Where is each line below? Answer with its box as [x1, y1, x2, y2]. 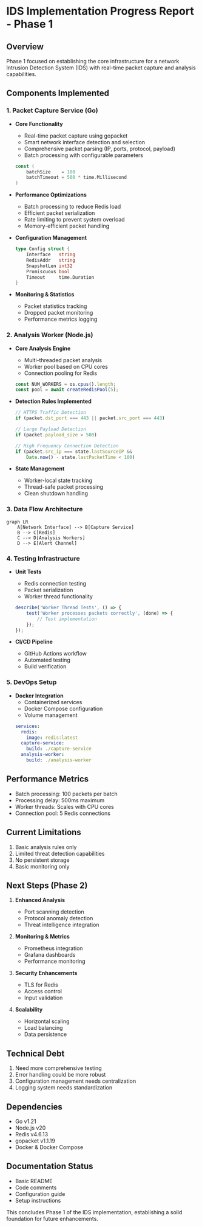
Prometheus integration [24, 945, 83, 952]
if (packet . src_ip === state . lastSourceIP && [15, 449, 132, 455]
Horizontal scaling [24, 1018, 70, 1025]
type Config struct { [15, 246, 70, 252]
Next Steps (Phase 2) [6, 880, 88, 890]
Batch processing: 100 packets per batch [15, 790, 118, 797]
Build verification [24, 663, 67, 670]
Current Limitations [6, 827, 82, 837]
